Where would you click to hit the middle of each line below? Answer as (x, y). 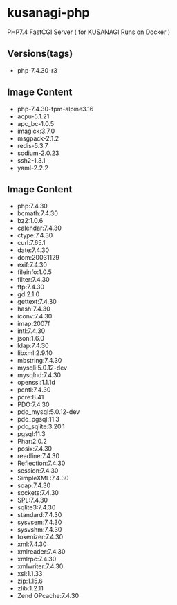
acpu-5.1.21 (33, 116)
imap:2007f (34, 324)
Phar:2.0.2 (32, 442)
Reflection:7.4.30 (41, 463)
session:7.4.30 (38, 471)
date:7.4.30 (33, 250)
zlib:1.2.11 (30, 588)
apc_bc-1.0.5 (36, 123)
